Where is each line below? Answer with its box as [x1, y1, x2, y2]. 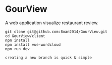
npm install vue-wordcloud [5, 42, 61, 47]
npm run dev [5, 46, 30, 51]
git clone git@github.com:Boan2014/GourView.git [5, 29, 108, 34]
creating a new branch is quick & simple [5, 55, 92, 60]
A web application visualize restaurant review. [5, 20, 99, 26]
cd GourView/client [5, 33, 46, 38]
